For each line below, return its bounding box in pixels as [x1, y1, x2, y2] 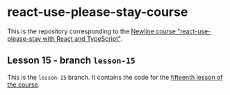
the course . [7, 80, 40, 89]
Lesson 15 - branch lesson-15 [7, 55, 135, 67]
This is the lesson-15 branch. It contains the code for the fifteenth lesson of [7, 73, 223, 81]
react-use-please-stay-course [7, 4, 188, 20]
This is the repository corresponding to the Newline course [7, 27, 176, 35]
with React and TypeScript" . [42, 34, 123, 42]
